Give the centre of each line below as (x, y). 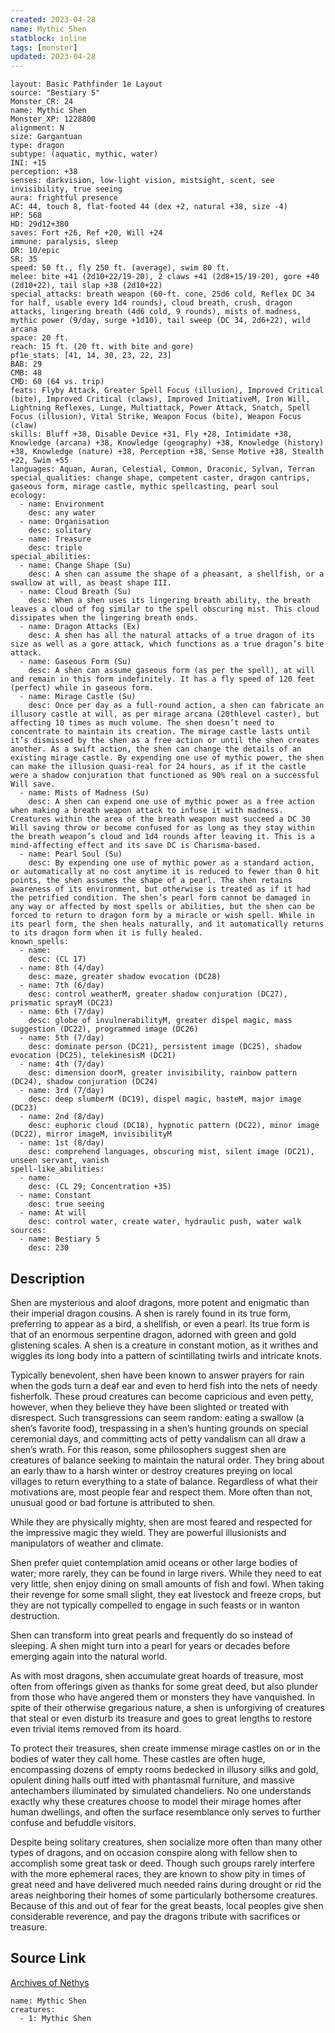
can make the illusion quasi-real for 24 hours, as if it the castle (158, 767)
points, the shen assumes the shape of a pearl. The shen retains (151, 881)
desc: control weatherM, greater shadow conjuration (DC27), (158, 994)
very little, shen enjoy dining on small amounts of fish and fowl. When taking (167, 1583)
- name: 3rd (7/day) (62, 1091)
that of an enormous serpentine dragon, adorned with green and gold (153, 1334)
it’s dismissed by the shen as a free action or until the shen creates (165, 741)
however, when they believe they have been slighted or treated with (150, 1407)
